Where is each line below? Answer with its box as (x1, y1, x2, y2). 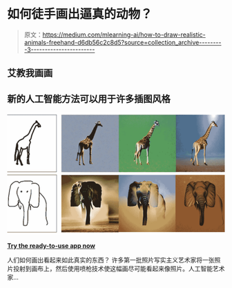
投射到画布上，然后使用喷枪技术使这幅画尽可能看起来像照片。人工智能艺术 (12, 264, 225, 273)
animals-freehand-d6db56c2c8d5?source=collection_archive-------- (23, 38, 222, 46)
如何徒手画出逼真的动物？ (7, 6, 153, 22)
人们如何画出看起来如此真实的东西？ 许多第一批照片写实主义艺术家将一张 (7, 256, 215, 264)
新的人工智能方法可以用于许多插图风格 (7, 93, 171, 104)
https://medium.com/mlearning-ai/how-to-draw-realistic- (42, 30, 206, 39)
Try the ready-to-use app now (7, 241, 95, 249)
